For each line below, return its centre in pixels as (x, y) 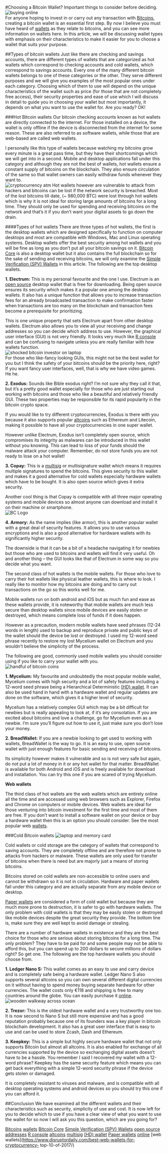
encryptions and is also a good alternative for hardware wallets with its (78, 533)
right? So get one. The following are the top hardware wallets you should (80, 954)
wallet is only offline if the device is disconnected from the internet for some (84, 128)
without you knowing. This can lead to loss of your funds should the (75, 445)
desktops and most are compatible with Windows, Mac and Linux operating (83, 237)
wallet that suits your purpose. (36, 44)
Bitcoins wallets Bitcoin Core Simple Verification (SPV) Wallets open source (82, 1129)
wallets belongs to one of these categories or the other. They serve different (84, 75)
